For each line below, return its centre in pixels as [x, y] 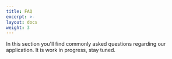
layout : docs [22, 22]
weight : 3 [18, 27]
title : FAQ [19, 11]
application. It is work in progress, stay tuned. [61, 50]
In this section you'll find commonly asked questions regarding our [86, 44]
